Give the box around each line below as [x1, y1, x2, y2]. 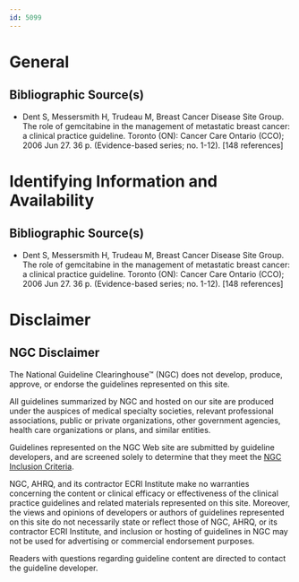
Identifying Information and [9, 171, 218, 191]
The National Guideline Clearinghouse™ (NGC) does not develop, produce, [9, 369, 284, 379]
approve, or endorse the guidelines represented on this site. [9, 378, 230, 389]
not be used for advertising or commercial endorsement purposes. [9, 535, 255, 546]
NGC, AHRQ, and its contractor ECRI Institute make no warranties [9, 478, 250, 489]
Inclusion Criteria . [9, 461, 74, 472]
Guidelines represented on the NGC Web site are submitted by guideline [9, 441, 275, 453]
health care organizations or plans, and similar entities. [9, 424, 211, 435]
